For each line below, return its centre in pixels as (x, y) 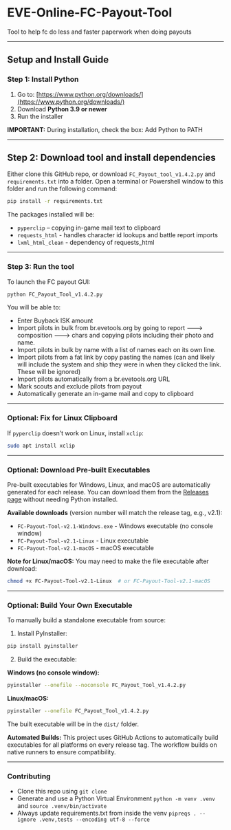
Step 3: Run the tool (41, 267)
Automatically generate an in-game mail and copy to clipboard (105, 394)
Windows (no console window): (53, 673)
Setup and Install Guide (58, 60)
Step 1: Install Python (43, 79)
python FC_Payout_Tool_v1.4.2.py (55, 294)
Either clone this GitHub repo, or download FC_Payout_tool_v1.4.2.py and (111, 174)
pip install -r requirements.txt (55, 201)
